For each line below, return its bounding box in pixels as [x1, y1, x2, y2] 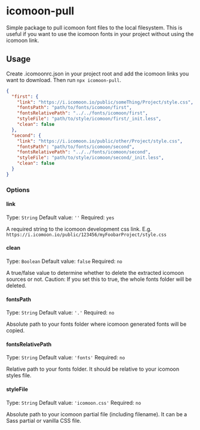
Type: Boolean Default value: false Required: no [6, 258, 122, 265]
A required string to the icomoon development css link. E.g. [6, 225, 152, 232]
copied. [6, 327, 25, 334]
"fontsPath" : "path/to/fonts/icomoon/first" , [17, 105, 133, 111]
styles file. [6, 372, 32, 379]
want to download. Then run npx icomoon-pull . [6, 76, 121, 83]
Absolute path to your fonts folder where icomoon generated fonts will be [6, 320, 187, 328]
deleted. [6, 282, 27, 289]
